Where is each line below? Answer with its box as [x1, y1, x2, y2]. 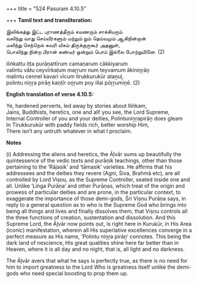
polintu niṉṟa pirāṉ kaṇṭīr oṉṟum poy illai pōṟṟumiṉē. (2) [6, 79, 140, 86]
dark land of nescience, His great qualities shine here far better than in [6, 240, 180, 246]
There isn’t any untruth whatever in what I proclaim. [6, 127, 133, 135]
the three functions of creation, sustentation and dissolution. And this [6, 214, 176, 221]
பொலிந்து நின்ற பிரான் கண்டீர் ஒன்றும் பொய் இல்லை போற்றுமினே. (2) [6, 48, 165, 55]
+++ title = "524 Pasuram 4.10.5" [6, 5, 87, 12]
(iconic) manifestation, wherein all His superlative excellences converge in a [6, 226, 192, 234]
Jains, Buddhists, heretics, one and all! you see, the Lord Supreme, [6, 108, 170, 116]
